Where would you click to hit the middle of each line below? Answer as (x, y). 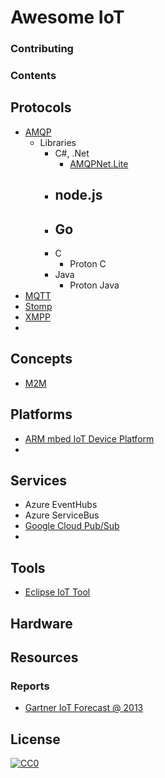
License (35, 739)
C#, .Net (72, 153)
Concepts (41, 359)
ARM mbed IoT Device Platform (89, 438)
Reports (30, 686)
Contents (33, 76)
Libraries (58, 142)
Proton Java (94, 285)
